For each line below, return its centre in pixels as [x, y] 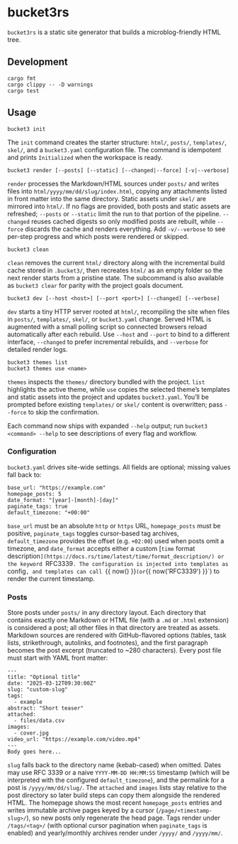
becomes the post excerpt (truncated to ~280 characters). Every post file [114, 651]
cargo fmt [22, 78]
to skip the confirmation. [64, 412]
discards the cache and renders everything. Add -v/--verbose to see [125, 229]
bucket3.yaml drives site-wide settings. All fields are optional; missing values [119, 467]
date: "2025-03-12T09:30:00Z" [52, 683]
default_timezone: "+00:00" [49, 513]
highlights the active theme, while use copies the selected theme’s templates [119, 389]
